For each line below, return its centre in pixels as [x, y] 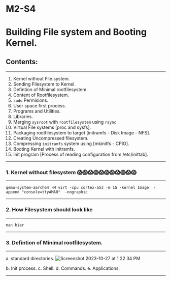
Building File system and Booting [76, 32]
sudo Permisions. [31, 100]
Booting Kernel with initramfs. [44, 149]
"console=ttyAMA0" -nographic [55, 192]
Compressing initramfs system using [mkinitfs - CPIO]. [71, 144]
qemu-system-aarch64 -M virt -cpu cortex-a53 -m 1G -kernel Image [77, 188]
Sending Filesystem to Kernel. [44, 84]
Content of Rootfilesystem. [41, 95]
